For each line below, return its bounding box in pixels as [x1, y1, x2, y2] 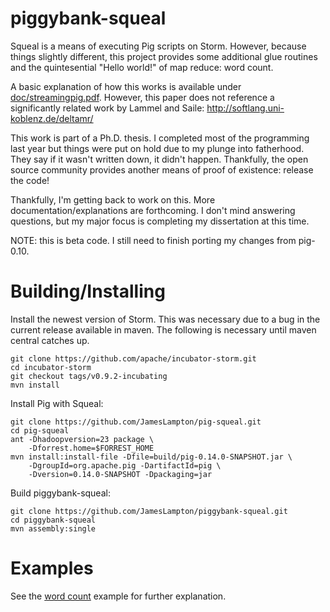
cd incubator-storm [10, 362, 92, 372]
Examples [10, 557, 94, 580]
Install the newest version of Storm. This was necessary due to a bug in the [10, 313, 321, 325]
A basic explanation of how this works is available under [10, 80, 242, 92]
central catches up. [10, 334, 90, 346]
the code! [10, 174, 50, 186]
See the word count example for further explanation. [10, 590, 227, 602]
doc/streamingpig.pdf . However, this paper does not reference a [10, 91, 275, 103]
